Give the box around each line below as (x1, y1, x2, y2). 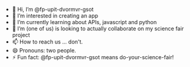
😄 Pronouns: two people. (12, 47, 76, 54)
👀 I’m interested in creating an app (12, 12, 99, 19)
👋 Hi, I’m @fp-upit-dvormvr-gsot (12, 6, 94, 13)
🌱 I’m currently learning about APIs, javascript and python (12, 19, 157, 25)
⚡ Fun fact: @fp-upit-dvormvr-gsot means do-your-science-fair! (12, 54, 174, 60)
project (12, 31, 30, 39)
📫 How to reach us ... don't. (12, 38, 83, 45)
